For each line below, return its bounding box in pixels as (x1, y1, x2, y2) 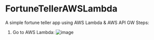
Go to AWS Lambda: (12, 29, 55, 35)
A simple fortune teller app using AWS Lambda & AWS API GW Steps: (5, 19, 149, 25)
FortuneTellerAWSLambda (5, 3, 118, 14)
